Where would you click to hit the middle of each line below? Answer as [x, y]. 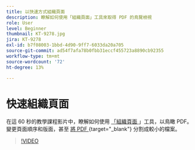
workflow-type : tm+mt [33, 56]
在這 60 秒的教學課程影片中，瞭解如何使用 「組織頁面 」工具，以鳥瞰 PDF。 [99, 122]
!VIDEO [30, 141]
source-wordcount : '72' [36, 62]
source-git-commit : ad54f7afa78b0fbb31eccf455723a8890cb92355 [85, 51]
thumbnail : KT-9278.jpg [36, 34]
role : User [20, 23]
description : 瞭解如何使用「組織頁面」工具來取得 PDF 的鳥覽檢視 [79, 17]
